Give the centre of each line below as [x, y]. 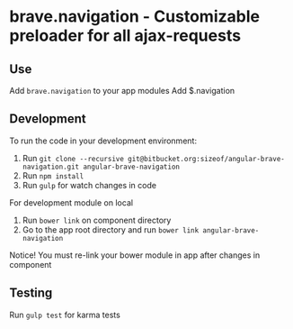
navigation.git [51, 167]
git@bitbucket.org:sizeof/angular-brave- [206, 159]
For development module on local [71, 202]
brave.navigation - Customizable [135, 17]
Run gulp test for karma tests [65, 315]
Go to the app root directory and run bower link [111, 229]
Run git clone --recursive [73, 158]
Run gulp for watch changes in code [89, 185]
